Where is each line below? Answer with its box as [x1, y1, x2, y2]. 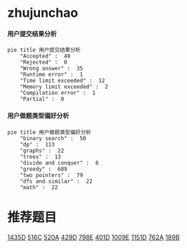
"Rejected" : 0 [20, 59, 68, 66]
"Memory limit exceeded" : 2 [20, 83, 109, 90]
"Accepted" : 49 [20, 53, 71, 60]
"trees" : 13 [20, 153, 61, 160]
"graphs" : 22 [20, 147, 65, 154]
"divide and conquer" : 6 [20, 159, 99, 166]
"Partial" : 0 [20, 96, 65, 103]
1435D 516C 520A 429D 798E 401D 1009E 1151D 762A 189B [7, 233, 180, 241]
